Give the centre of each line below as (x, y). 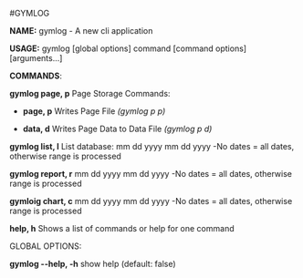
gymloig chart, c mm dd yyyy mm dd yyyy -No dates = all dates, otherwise (151, 201)
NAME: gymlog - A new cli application (81, 31)
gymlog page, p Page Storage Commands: (90, 93)
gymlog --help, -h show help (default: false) (93, 264)
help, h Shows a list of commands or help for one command (122, 228)
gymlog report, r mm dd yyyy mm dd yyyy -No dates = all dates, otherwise (151, 174)
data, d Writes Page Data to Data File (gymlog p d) (117, 129)
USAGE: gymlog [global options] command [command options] (128, 48)
